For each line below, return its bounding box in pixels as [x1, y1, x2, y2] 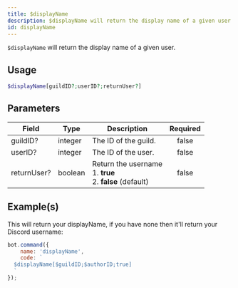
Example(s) [7, 201, 59, 213]
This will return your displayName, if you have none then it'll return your [7, 220, 218, 228]
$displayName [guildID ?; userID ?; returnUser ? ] [7, 83, 142, 90]
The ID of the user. [92, 147, 155, 157]
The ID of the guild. [92, 135, 156, 145]
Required [169, 123, 201, 133]
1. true [92, 168, 115, 178]
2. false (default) [92, 176, 149, 186]
